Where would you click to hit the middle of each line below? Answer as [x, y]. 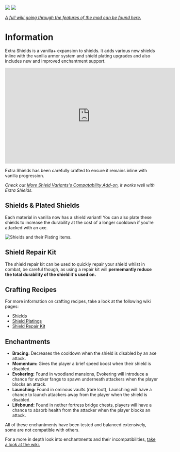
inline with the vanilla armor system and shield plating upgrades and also [78, 55]
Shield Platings [27, 321]
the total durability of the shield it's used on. [50, 274]
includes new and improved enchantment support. [55, 61]
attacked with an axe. [26, 227]
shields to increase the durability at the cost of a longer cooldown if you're [79, 222]
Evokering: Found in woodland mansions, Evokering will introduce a [80, 374]
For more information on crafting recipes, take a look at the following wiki [78, 301]
